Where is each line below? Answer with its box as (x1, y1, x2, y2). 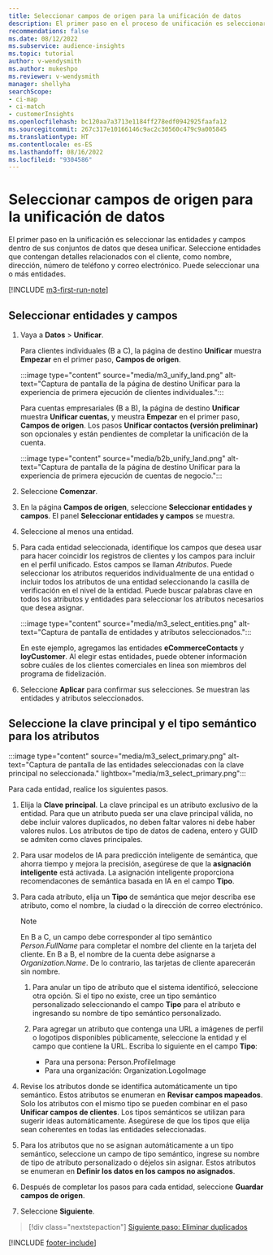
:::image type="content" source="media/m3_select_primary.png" (8, 751, 227, 761)
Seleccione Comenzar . (19, 487, 98, 496)
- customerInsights (8, 111, 75, 119)
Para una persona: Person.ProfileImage (44, 1057, 176, 1066)
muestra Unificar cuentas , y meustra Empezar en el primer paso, (19, 412, 240, 421)
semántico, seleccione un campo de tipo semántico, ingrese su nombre (19, 1149, 260, 1158)
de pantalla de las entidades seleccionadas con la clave (58, 759, 245, 769)
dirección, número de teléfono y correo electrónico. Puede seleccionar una (8, 261, 260, 271)
